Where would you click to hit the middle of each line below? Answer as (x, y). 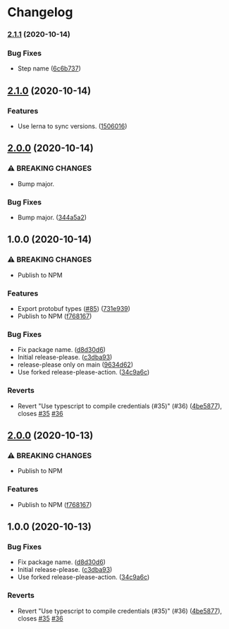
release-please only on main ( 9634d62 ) (75, 365)
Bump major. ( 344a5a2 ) (52, 218)
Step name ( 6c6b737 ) (49, 68)
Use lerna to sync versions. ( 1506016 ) (72, 126)
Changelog (40, 12)
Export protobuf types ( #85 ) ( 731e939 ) (74, 309)
